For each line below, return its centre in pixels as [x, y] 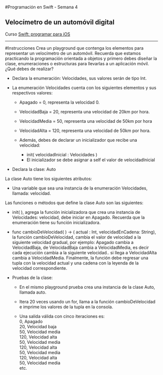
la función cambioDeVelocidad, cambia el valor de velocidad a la [76, 237]
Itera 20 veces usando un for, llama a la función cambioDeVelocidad [87, 301]
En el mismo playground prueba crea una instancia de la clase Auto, [87, 287]
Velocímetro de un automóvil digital [60, 22]
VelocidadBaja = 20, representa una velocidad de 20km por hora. [84, 112]
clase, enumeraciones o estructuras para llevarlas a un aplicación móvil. [77, 63]
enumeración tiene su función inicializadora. [56, 222]
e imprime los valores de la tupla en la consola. [66, 307]
